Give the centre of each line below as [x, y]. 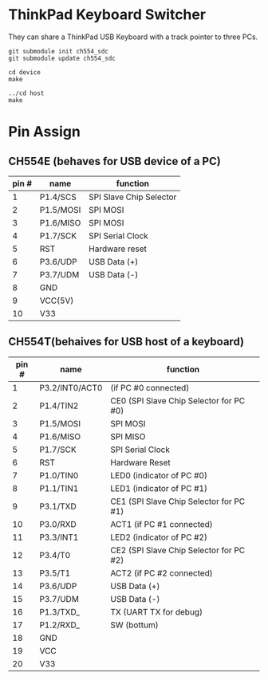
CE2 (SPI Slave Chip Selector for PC [178, 550]
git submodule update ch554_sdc [62, 58]
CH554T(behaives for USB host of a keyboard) [126, 342]
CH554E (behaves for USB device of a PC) [114, 161]
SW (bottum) [134, 625]
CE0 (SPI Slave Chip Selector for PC [178, 400]
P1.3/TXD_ [59, 611]
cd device [25, 72]
